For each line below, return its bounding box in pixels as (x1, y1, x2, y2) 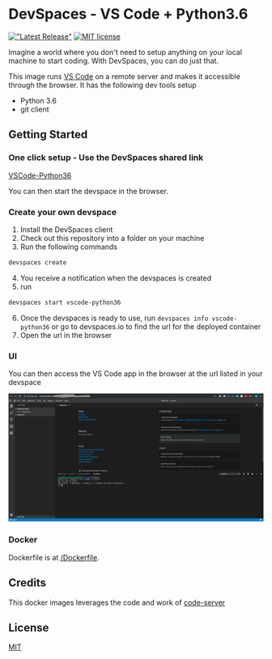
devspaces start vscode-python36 (8, 298, 121, 306)
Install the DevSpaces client (19, 224, 113, 234)
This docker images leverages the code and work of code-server (8, 598, 226, 607)
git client (19, 104, 50, 114)
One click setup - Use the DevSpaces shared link (8, 152, 204, 163)
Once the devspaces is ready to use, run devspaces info (19, 313, 209, 323)
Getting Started (8, 128, 88, 142)
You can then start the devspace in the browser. (8, 186, 168, 196)
